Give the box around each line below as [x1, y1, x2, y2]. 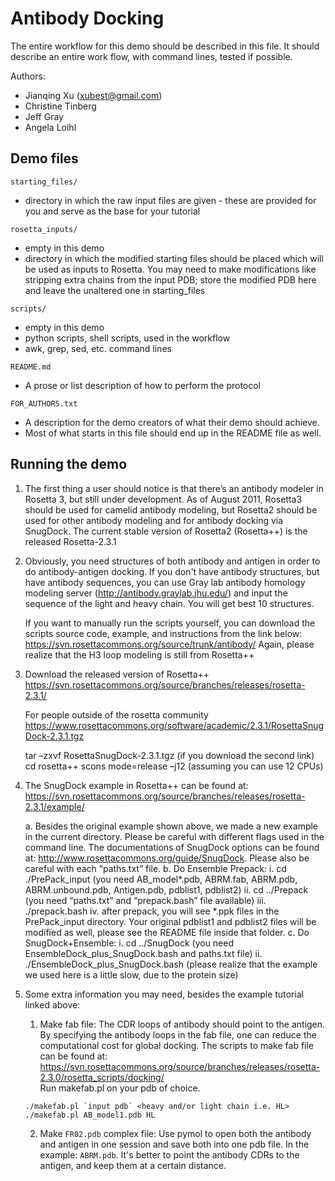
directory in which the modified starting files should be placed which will [24, 252, 324, 264]
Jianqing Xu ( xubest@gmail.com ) [24, 89, 163, 101]
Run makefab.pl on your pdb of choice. [39, 1082, 201, 1094]
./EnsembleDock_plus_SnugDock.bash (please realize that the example [24, 958, 318, 970]
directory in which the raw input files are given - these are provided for [24, 194, 317, 206]
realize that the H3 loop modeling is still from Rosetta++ [24, 648, 255, 661]
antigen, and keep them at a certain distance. [39, 1159, 227, 1171]
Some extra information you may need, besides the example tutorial [24, 988, 304, 1000]
